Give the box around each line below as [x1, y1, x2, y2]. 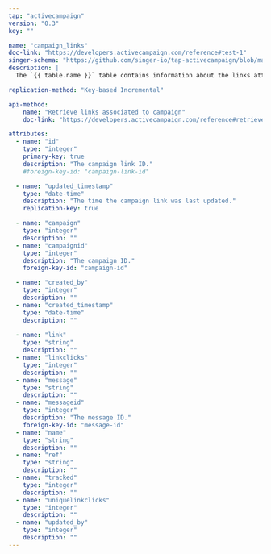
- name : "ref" [15, 451, 63, 460]
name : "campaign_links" [8, 41, 89, 49]
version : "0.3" [8, 19, 60, 27]
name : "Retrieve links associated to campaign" [23, 108, 186, 116]
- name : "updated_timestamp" [15, 182, 114, 190]
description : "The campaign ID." [23, 256, 135, 265]
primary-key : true [23, 152, 85, 160]
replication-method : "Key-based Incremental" [8, 85, 164, 94]
